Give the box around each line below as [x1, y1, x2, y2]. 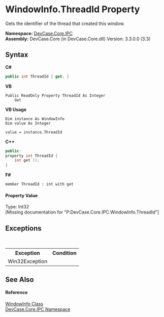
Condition [52, 250, 77, 257]
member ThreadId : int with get [5, 182, 74, 187]
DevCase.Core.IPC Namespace [5, 306, 71, 312]
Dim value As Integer [5, 121, 51, 126]
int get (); [14, 158, 40, 163]
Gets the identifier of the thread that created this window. [5, 20, 125, 27]
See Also [5, 275, 34, 284]
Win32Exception [8, 258, 48, 265]
